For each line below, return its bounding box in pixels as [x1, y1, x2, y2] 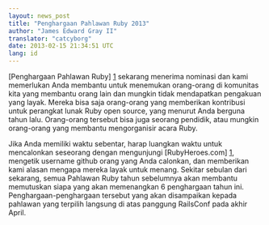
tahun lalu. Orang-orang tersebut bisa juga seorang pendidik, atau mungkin [8, 115, 259, 124]
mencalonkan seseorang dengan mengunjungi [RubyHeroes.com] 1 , [8, 147, 234, 157]
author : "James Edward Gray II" [8, 27, 117, 35]
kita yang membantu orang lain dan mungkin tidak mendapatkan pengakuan [8, 89, 262, 98]
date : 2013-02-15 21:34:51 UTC [8, 42, 114, 50]
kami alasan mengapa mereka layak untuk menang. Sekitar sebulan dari [8, 165, 248, 174]
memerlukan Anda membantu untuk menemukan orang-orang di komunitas [8, 80, 259, 90]
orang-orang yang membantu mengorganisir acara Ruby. [8, 123, 198, 133]
